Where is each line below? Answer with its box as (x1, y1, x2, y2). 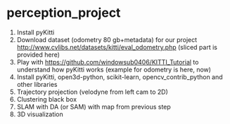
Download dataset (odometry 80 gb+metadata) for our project (16, 35, 198, 43)
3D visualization (16, 110, 64, 118)
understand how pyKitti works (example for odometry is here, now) (16, 65, 212, 74)
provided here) (16, 50, 60, 59)
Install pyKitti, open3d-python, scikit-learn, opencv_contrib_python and (16, 72, 223, 81)
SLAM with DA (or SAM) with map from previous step (16, 102, 172, 111)
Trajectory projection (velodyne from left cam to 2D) (16, 88, 168, 96)
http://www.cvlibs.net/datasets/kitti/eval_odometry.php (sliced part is (16, 43, 217, 51)
